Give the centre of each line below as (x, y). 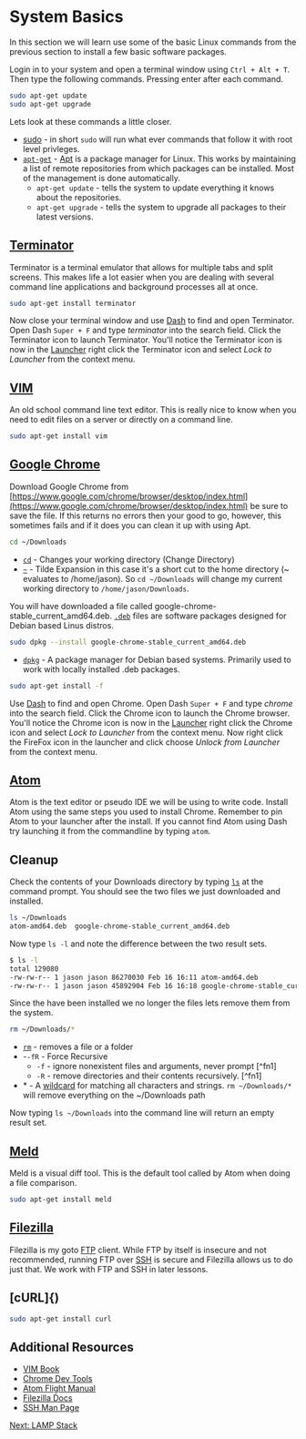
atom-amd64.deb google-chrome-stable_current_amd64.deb (120, 926)
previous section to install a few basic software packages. (118, 51)
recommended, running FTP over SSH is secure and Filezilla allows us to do (151, 1260)
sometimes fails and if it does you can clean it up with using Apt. (130, 525)
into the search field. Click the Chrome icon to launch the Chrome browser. (149, 713)
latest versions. (65, 217)
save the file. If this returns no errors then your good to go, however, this (146, 515)
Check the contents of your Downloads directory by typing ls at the (137, 882)
